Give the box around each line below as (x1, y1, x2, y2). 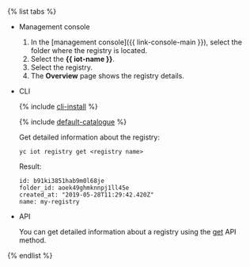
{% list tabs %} (7, 7, 57, 16)
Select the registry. (30, 63, 93, 72)
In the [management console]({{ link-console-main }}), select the (30, 37, 243, 47)
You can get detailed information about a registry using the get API (18, 227, 237, 236)
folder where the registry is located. (30, 46, 148, 55)
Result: (18, 162, 42, 171)
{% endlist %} (7, 251, 53, 260)
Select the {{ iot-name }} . (30, 55, 116, 63)
